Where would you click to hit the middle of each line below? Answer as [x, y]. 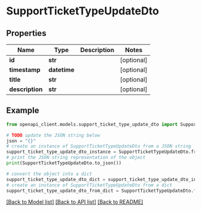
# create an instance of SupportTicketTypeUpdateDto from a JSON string [99, 146]
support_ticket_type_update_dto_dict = [56, 179]
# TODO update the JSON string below [53, 135]
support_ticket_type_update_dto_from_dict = [63, 191]
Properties [26, 33]
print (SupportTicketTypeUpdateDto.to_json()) [64, 163]
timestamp [25, 70]
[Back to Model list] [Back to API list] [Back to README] [75, 202]
